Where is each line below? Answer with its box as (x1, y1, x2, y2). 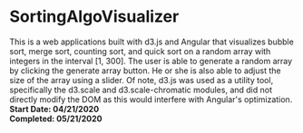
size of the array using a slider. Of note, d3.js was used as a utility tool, (9, 74, 274, 85)
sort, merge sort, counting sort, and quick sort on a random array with (9, 45, 271, 56)
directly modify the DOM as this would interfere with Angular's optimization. (9, 93, 293, 105)
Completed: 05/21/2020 (9, 113, 103, 124)
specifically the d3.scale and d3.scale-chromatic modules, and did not (9, 84, 272, 95)
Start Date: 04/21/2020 (9, 103, 100, 114)
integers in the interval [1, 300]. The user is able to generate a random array (9, 55, 293, 66)
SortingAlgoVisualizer (9, 6, 180, 27)
